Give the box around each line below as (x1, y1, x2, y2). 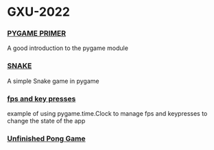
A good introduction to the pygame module (7, 44, 129, 52)
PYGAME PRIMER (7, 29, 67, 38)
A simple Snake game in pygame (7, 77, 99, 85)
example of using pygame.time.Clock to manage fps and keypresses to (7, 110, 208, 118)
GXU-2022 (7, 4, 71, 20)
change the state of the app (7, 117, 86, 125)
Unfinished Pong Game (7, 134, 86, 143)
